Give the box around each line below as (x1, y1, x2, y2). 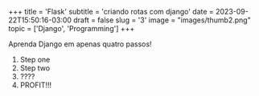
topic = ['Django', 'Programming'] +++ (8, 24, 135, 33)
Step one (19, 55, 51, 64)
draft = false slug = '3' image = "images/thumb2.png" (73, 15, 251, 25)
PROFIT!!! (19, 80, 52, 90)
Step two (19, 63, 51, 73)
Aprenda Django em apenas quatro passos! (8, 39, 152, 49)
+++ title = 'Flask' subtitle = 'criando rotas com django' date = (8, 7, 215, 16)
